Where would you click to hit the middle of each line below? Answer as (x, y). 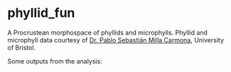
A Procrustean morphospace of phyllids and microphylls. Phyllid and (108, 32)
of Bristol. (22, 47)
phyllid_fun (41, 13)
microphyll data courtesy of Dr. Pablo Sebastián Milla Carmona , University (116, 40)
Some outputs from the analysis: (55, 61)
